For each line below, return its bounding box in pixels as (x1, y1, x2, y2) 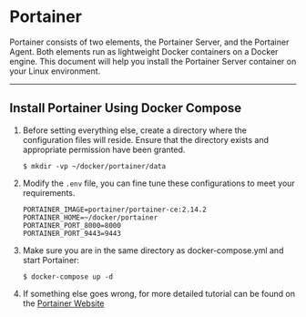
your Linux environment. (9, 66, 101, 77)
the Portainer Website (22, 298, 105, 309)
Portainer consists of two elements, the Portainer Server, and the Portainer (9, 36, 290, 47)
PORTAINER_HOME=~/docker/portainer (22, 212, 158, 222)
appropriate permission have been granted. (22, 144, 186, 155)
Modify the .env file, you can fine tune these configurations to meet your (22, 178, 296, 189)
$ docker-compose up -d (22, 271, 114, 281)
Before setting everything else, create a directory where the (22, 125, 248, 136)
